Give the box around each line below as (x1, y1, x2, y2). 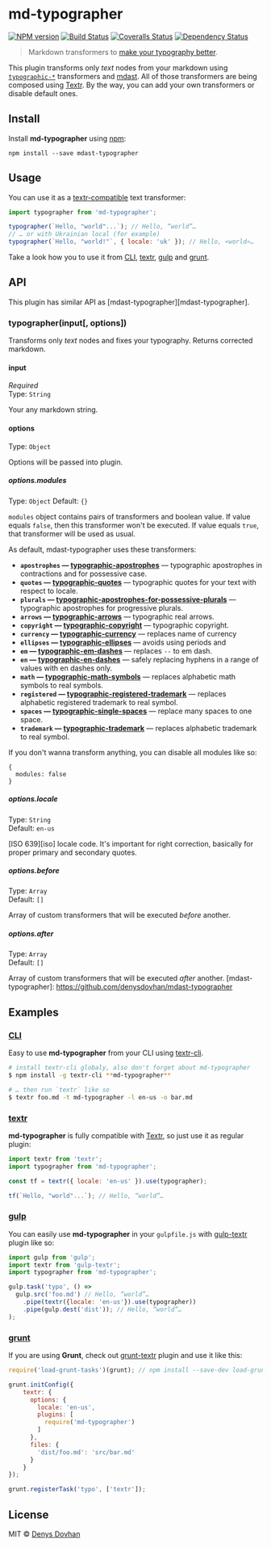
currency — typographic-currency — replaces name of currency (19, 628, 237, 638)
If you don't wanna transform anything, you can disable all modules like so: (8, 747, 257, 757)
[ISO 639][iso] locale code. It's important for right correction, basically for (8, 839, 254, 848)
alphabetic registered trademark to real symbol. (19, 697, 179, 707)
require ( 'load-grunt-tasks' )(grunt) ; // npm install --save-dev (8, 1366, 229, 1374)
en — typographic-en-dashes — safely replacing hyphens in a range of (19, 654, 260, 664)
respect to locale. (19, 586, 78, 595)
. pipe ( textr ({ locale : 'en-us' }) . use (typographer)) (23, 1298, 197, 1306)
